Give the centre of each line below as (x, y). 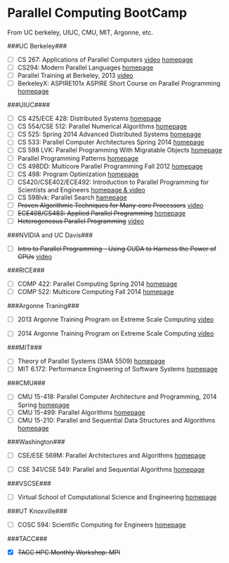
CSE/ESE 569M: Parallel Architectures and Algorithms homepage (111, 455)
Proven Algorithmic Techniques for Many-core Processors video (110, 205)
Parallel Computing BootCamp (97, 13)
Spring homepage (44, 404)
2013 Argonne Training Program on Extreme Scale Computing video (116, 319)
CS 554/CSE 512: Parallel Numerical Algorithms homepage (102, 126)
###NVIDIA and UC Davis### (50, 235)
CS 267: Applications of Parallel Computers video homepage (105, 59)
